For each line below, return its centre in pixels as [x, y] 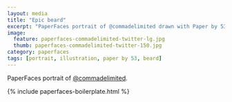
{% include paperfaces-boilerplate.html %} [68, 91]
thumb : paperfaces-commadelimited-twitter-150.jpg [88, 45]
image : [17, 33]
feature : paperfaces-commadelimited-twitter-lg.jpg [89, 39]
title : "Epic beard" [37, 20]
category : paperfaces [38, 52]
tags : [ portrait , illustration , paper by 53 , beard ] [85, 59]
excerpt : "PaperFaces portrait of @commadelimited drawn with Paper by [112, 26]
